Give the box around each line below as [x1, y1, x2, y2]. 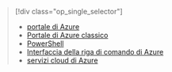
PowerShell [26, 39, 64, 48]
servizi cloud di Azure [26, 55, 98, 65]
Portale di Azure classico [26, 31, 109, 40]
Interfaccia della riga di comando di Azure [26, 47, 164, 56]
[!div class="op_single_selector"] [14, 7, 124, 16]
